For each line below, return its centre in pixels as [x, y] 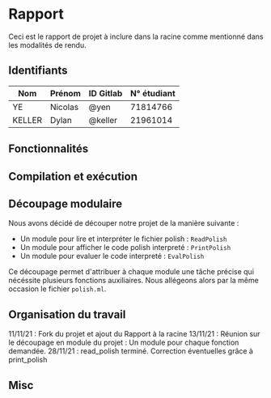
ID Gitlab [106, 93]
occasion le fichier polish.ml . [57, 289]
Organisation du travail [67, 314]
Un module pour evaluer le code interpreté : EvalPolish [112, 256]
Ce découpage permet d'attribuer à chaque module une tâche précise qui [131, 272]
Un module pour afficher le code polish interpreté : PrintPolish [125, 248]
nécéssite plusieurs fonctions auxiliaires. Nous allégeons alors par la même [133, 281]
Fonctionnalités [49, 149]
